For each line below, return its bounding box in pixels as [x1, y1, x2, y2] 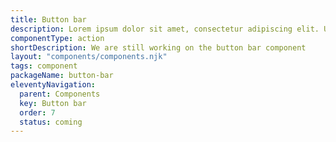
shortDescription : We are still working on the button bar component [10, 42, 307, 53]
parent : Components [19, 89, 101, 99]
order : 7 [19, 107, 56, 118]
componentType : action [10, 33, 105, 43]
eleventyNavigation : [10, 80, 97, 90]
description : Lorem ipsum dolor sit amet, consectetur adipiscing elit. [10, 24, 320, 34]
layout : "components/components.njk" [10, 52, 168, 62]
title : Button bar [10, 14, 87, 25]
